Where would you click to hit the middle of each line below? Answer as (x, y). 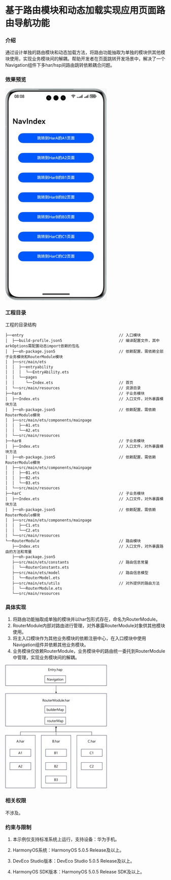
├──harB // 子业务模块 (75, 441)
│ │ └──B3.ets (22, 483)
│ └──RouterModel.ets (36, 578)
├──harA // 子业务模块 (75, 394)
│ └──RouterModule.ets (37, 589)
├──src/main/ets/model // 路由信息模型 (80, 573)
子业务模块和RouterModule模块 (34, 357)
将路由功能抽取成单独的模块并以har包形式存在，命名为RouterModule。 (87, 619)
